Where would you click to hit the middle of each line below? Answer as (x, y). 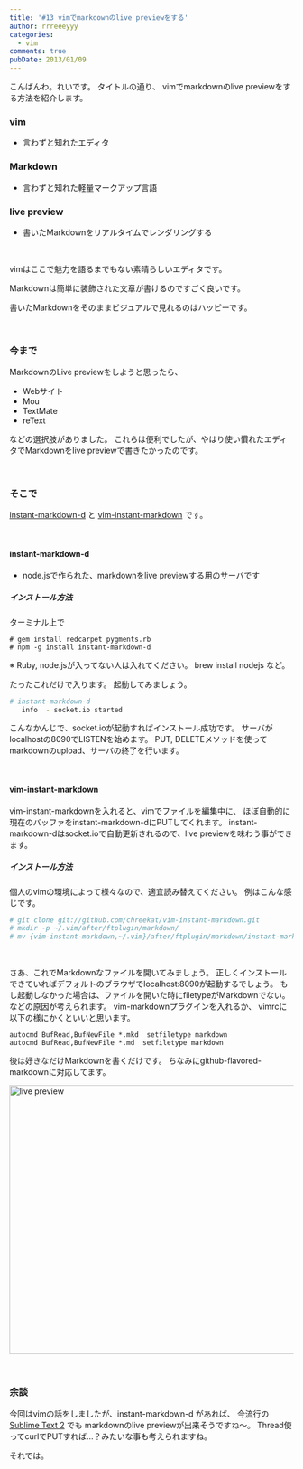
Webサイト (43, 391)
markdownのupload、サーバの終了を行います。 (97, 750)
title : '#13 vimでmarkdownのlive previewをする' (99, 18)
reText (34, 420)
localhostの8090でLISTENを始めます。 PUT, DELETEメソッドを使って (138, 739)
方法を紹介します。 (52, 98)
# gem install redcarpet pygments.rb (80, 639)
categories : (32, 34)
